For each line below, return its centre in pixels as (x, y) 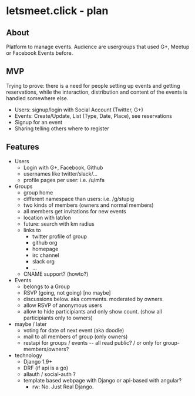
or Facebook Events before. (40, 53)
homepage (45, 249)
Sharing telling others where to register (62, 128)
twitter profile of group (59, 236)
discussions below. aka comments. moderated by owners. (94, 299)
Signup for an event (38, 122)
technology (28, 355)
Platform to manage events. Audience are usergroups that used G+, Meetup (98, 47)
